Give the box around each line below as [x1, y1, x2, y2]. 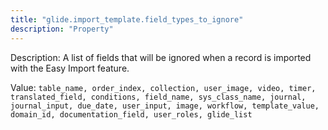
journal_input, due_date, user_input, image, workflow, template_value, [10, 101, 320, 111]
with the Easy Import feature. [10, 62, 130, 74]
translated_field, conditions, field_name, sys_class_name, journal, [10, 92, 307, 102]
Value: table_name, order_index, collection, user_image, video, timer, [10, 81, 317, 93]
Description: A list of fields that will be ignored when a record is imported [10, 51, 312, 63]
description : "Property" [10, 24, 114, 34]
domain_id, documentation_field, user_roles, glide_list [10, 109, 253, 120]
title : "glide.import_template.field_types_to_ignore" [10, 14, 244, 25]
